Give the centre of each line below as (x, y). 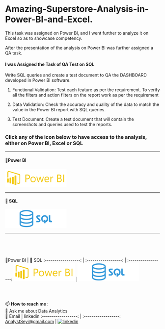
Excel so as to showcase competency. (44, 38)
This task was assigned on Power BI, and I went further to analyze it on (77, 33)
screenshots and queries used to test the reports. (62, 125)
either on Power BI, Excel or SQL (44, 143)
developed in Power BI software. (38, 80)
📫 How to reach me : (27, 304)
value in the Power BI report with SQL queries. (59, 110)
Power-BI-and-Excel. (49, 19)
